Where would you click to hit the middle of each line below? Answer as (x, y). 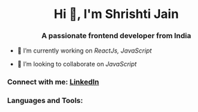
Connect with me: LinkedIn (53, 82)
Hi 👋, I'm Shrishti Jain (116, 14)
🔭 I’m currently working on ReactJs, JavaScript (84, 50)
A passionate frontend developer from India (116, 36)
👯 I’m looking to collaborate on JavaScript (77, 64)
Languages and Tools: (45, 101)
